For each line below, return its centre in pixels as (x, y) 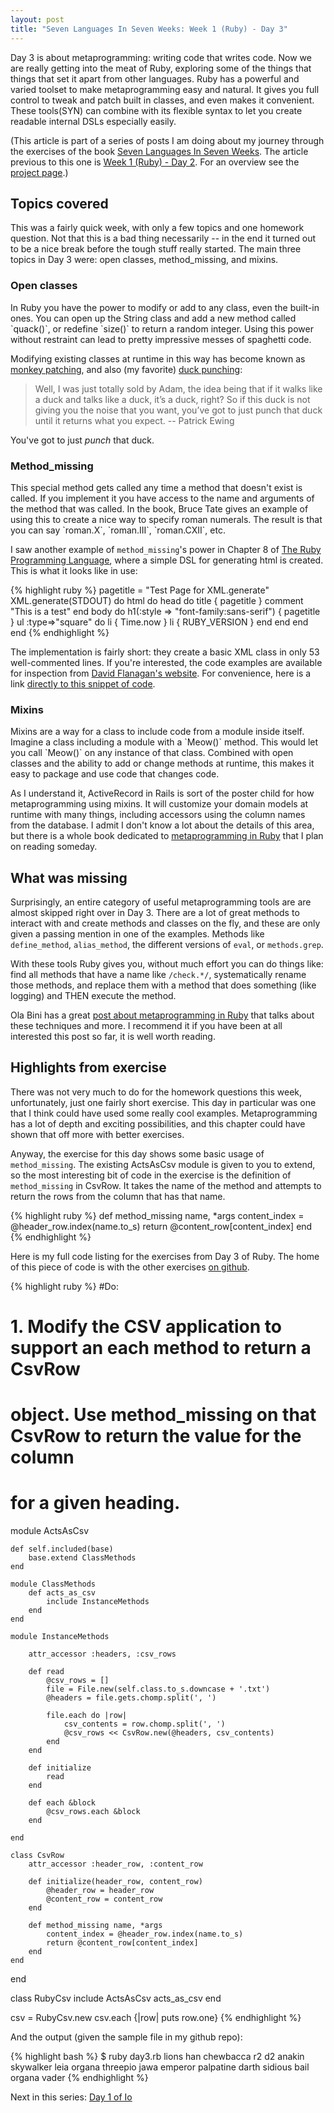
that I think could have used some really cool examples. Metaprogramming (164, 1113)
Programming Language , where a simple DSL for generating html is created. (167, 560)
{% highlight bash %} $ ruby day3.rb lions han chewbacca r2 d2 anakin (157, 2057)
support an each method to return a (161, 1348)
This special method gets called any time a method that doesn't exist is (156, 487)
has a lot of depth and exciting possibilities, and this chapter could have (158, 1123)
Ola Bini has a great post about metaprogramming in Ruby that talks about (162, 1015)
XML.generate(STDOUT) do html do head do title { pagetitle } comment (157, 600)
